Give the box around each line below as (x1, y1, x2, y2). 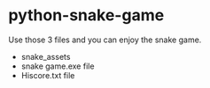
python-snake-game (8, 5, 165, 26)
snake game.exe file (20, 61, 95, 71)
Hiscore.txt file (20, 70, 75, 80)
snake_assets (20, 51, 71, 62)
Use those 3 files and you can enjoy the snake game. (8, 34, 202, 45)
